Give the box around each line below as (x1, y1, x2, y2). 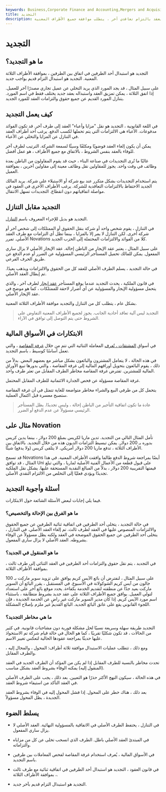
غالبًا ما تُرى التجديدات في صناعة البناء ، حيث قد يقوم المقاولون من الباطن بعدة (5, 158, 149, 164)
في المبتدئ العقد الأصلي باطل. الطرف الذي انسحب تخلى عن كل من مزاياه (12, 737, 149, 743)
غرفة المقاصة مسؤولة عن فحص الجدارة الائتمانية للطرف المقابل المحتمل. (5, 377, 140, 383)
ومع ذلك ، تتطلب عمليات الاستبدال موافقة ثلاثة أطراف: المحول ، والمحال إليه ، (5, 645, 148, 651)
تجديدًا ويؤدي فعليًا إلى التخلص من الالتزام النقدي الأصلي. (5, 470, 108, 476)
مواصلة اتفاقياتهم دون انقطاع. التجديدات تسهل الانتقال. (5, 189, 105, 194)
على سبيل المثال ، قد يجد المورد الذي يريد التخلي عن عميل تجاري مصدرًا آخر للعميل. (5, 85, 159, 91)
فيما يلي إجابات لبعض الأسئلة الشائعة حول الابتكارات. (5, 497, 101, 503)
